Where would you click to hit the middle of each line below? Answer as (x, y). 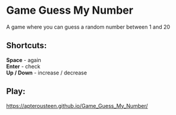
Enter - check (23, 66)
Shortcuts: (26, 46)
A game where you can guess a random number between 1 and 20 (88, 27)
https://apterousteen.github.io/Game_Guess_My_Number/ (77, 105)
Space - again (24, 60)
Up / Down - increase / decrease (47, 73)
